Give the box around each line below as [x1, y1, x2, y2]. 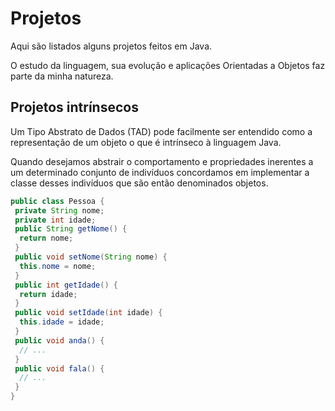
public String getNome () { [14, 224, 128, 234]
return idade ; [19, 289, 78, 299]
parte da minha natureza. [10, 70, 114, 82]
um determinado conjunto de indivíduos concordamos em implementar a [10, 166, 310, 178]
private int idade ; [14, 215, 97, 225]
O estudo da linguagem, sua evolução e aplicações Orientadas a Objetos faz [10, 59, 326, 71]
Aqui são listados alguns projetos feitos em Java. [10, 40, 213, 52]
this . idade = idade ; [19, 317, 105, 327]
